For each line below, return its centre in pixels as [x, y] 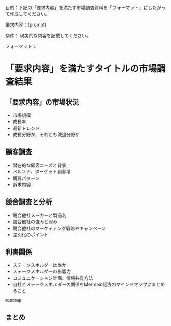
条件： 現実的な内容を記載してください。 [48, 35]
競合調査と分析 [29, 202]
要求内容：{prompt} [26, 25]
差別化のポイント [31, 234]
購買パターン [26, 178]
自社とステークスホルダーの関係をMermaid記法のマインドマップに [82, 284]
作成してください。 [30, 14]
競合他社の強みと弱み [35, 221]
